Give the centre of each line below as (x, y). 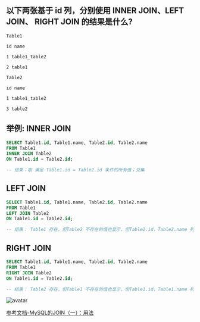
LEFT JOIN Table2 (28, 213)
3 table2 (17, 109)
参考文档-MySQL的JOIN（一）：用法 (50, 313)
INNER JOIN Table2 (29, 154)
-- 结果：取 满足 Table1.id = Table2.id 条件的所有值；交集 (75, 170)
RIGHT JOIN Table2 (29, 273)
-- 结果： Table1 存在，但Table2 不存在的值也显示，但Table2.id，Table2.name (97, 230)
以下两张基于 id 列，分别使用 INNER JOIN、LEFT (95, 11)
